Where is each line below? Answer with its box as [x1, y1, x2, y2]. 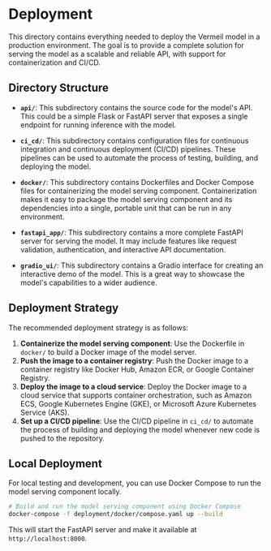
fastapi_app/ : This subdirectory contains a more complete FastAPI [19, 227, 243, 237]
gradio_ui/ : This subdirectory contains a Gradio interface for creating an [19, 260, 264, 270]
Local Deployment [8, 456, 103, 471]
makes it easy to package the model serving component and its [19, 194, 233, 204]
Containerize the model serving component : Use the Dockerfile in [19, 338, 245, 348]
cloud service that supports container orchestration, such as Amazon [19, 390, 252, 400]
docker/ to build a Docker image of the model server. [19, 347, 197, 357]
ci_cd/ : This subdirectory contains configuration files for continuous [19, 136, 249, 145]
